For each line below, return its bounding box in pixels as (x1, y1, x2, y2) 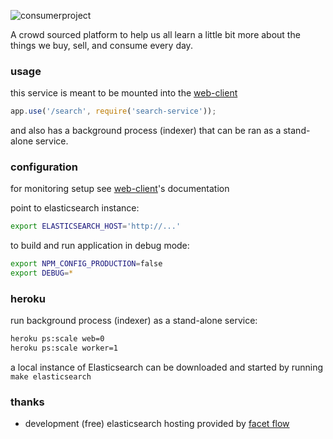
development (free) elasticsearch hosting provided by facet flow (24, 418, 290, 430)
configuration (10, 160, 79, 174)
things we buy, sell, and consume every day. (10, 40, 193, 51)
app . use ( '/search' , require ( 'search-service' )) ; (10, 106, 217, 117)
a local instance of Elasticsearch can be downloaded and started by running (10, 361, 324, 374)
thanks (10, 395, 45, 409)
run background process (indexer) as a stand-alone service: (10, 315, 258, 327)
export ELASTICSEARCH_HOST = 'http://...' (10, 221, 182, 232)
